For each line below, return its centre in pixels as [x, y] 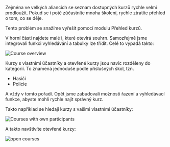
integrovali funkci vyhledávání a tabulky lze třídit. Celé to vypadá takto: [80, 43]
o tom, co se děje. [24, 18]
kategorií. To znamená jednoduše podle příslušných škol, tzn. [70, 69]
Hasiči [19, 78]
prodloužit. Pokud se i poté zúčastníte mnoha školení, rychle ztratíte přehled [85, 13]
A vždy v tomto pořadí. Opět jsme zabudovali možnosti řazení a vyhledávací [85, 94]
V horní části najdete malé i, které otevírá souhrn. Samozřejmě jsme [76, 38]
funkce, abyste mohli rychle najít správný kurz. [54, 99]
